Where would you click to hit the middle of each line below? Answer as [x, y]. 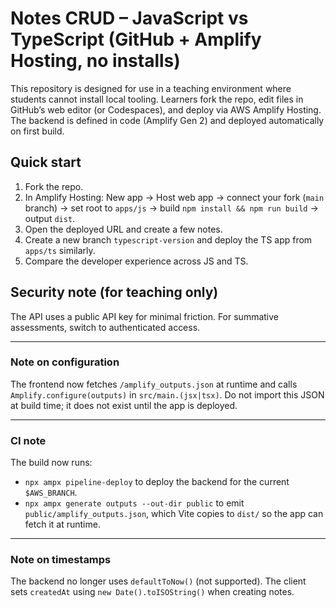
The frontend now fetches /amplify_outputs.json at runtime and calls [154, 384]
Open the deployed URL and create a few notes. [123, 229]
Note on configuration [65, 362]
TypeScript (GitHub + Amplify [136, 39]
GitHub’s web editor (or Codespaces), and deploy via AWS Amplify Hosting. [166, 109]
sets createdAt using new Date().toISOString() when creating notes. [152, 592]
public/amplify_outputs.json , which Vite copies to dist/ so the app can [174, 514]
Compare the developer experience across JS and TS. [136, 261]
